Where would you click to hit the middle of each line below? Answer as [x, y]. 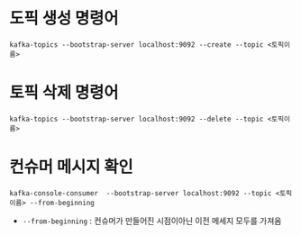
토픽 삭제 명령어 [64, 93]
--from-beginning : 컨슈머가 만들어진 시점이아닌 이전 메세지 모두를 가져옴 [152, 221]
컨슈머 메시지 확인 [71, 167]
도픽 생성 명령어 [64, 18]
